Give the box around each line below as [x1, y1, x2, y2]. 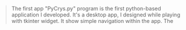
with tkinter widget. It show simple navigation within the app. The [11, 18, 173, 24]
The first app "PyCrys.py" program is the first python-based [11, 5, 161, 12]
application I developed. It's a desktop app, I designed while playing [11, 11, 181, 18]
